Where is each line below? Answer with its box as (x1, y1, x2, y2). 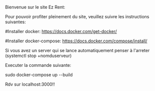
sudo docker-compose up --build (5, 72, 73, 78)
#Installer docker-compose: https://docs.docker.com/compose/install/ (5, 38, 148, 44)
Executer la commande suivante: (5, 62, 71, 68)
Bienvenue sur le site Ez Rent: (5, 4, 65, 10)
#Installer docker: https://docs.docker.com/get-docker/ (5, 29, 117, 34)
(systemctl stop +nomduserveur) (5, 53, 72, 59)
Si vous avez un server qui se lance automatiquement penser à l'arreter (5, 48, 150, 53)
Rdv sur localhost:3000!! (5, 81, 55, 87)
